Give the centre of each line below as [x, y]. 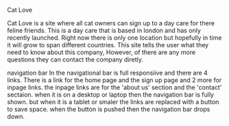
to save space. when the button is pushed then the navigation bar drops [109, 109]
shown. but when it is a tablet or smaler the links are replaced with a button [113, 102]
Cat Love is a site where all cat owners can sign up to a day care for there [111, 23]
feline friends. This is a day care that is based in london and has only [104, 30]
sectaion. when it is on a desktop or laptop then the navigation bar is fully [111, 94]
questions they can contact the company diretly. [75, 60]
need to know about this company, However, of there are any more [101, 52]
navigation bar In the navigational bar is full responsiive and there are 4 [107, 73]
